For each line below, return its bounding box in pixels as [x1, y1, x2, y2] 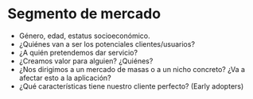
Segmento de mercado [7, 5, 161, 23]
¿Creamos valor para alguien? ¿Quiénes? [18, 56, 154, 66]
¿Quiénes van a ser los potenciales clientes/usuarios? [18, 39, 196, 48]
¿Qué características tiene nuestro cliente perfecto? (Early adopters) [18, 81, 244, 91]
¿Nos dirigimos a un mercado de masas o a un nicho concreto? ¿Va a [18, 64, 246, 74]
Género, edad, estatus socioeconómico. [18, 31, 150, 40]
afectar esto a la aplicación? [18, 73, 112, 82]
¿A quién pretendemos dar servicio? [18, 48, 138, 57]
